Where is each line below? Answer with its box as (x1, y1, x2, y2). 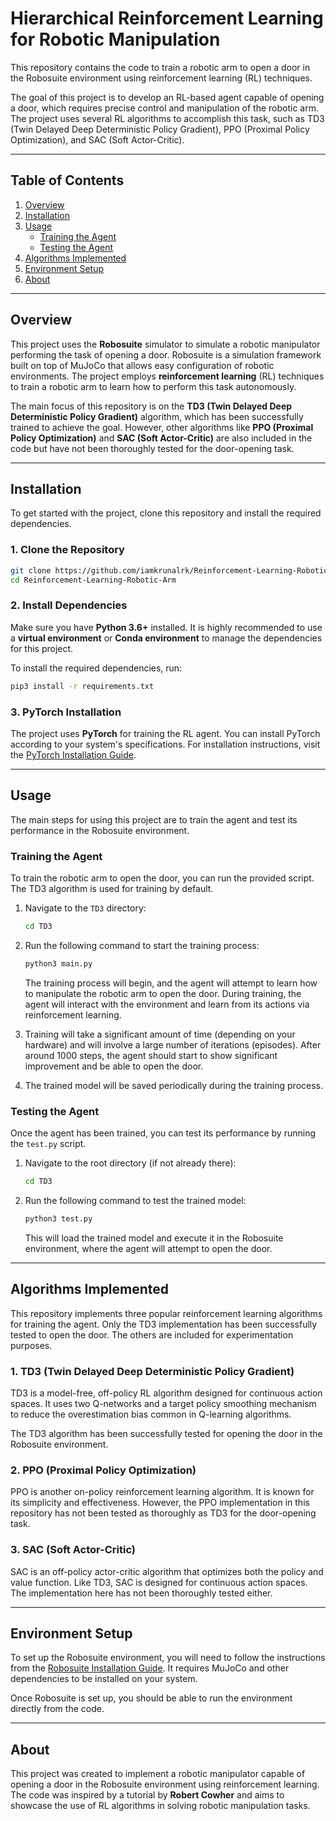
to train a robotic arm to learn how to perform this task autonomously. (10, 380, 297, 392)
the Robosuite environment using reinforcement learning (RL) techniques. (10, 72, 313, 84)
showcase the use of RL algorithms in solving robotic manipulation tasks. (10, 1800, 311, 1812)
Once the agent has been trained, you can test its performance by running (10, 1127, 316, 1139)
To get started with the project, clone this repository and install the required (10, 507, 322, 519)
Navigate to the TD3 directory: (24, 902, 147, 914)
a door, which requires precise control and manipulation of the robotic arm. (10, 102, 320, 114)
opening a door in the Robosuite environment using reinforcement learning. (10, 1778, 320, 1791)
